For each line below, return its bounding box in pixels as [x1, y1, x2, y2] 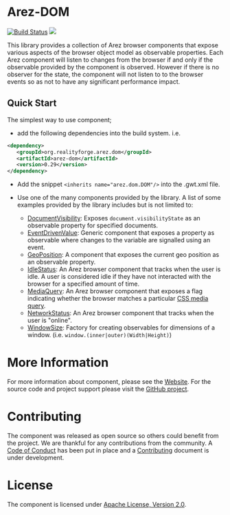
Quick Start [7, 98, 57, 109]
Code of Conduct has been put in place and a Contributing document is [7, 446, 209, 454]
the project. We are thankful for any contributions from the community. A [7, 439, 213, 447]
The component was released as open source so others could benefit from [7, 432, 219, 439]
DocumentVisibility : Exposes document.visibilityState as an [27, 214, 200, 222]
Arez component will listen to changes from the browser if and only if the [7, 56, 214, 64]
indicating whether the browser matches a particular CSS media [27, 295, 209, 303]
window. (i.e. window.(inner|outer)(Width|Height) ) [27, 331, 172, 339]
